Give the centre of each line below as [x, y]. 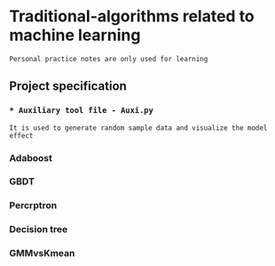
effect [21, 135]
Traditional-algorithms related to [132, 16]
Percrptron [33, 206]
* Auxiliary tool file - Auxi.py [81, 110]
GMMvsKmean [42, 254]
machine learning [75, 35]
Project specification [68, 86]
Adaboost [31, 157]
